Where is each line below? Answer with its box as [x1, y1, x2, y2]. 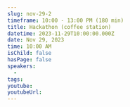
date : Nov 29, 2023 [7, 37, 65, 44]
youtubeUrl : [7, 89, 42, 96]
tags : [7, 75, 23, 83]
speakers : [7, 63, 37, 70]
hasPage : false [7, 56, 52, 63]
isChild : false [7, 50, 52, 57]
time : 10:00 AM [7, 43, 52, 50]
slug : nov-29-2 [7, 10, 52, 18]
